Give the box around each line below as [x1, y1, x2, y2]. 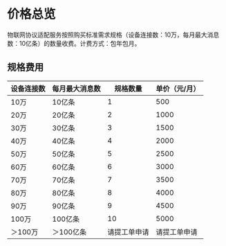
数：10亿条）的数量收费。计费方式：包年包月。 [7, 39, 141, 47]
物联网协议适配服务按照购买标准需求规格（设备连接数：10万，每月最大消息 [7, 30, 220, 39]
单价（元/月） [156, 84, 200, 94]
